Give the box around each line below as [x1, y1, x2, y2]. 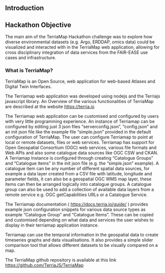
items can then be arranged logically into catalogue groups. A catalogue [5, 181, 152, 187]
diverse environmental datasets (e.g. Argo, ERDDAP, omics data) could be [5, 39, 155, 45]
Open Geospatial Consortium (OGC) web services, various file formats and [5, 144, 157, 150]
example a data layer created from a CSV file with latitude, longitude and [5, 171, 152, 176]
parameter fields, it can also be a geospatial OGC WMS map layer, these [5, 176, 152, 182]
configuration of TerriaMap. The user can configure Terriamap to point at [5, 134, 153, 140]
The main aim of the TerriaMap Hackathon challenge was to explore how [5, 34, 153, 40]
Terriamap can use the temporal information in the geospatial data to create [5, 232, 159, 238]
